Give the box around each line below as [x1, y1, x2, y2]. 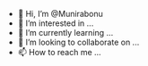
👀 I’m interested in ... [17, 18, 94, 29]
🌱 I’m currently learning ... [17, 28, 114, 37]
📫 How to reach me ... [17, 47, 101, 57]
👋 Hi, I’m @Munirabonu [17, 9, 103, 19]
